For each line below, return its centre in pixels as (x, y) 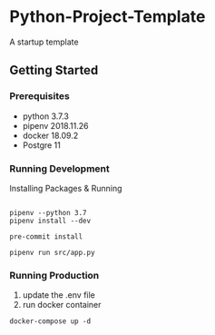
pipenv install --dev (50, 221)
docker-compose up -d (50, 321)
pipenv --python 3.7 (49, 212)
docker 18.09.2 (50, 135)
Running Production (54, 275)
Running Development (60, 168)
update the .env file (59, 295)
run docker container (62, 305)
